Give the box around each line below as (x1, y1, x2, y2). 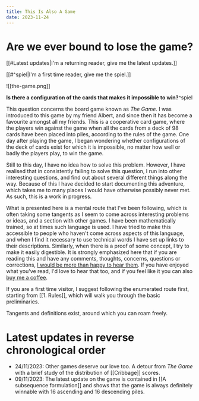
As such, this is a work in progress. (6, 193, 92, 200)
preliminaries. (6, 298, 40, 305)
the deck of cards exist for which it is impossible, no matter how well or (6, 143, 181, 151)
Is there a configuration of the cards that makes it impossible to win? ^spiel (6, 94, 193, 101)
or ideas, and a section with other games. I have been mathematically (6, 217, 176, 224)
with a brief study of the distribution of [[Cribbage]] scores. (14, 369, 160, 377)
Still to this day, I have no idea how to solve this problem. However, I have (6, 161, 186, 168)
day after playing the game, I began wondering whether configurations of (6, 137, 186, 145)
